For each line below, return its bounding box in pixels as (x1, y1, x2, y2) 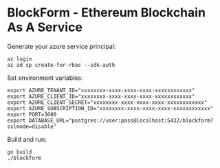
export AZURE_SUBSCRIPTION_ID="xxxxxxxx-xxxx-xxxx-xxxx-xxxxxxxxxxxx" (7, 105, 214, 112)
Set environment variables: (7, 74, 83, 82)
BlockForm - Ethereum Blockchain (7, 5, 206, 21)
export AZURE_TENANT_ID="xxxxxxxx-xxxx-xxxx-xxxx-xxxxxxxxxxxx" (7, 87, 195, 94)
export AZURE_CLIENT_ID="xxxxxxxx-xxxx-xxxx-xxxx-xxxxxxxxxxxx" (7, 93, 195, 100)
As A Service (7, 19, 82, 35)
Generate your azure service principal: (7, 42, 116, 50)
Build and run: (7, 135, 47, 143)
